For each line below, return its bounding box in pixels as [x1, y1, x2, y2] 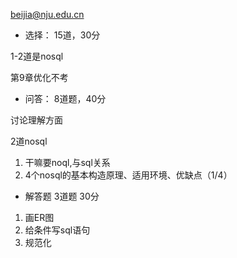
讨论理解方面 [10, 114, 63, 126]
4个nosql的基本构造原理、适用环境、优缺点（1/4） [24, 169, 233, 181]
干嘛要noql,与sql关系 [24, 157, 111, 168]
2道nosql [10, 135, 48, 147]
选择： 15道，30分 [24, 29, 101, 41]
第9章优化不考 [10, 72, 69, 83]
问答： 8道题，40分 [24, 93, 107, 104]
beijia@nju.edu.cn [10, 9, 85, 20]
